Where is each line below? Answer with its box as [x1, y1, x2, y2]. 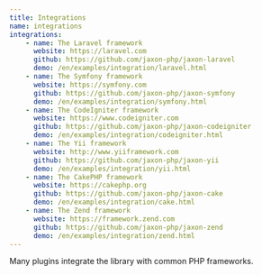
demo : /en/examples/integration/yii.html [32, 164, 192, 173]
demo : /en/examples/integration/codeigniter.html [32, 131, 223, 140]
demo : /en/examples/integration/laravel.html [32, 64, 207, 73]
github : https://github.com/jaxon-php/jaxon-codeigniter [32, 123, 252, 132]
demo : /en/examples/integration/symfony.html [32, 96, 207, 106]
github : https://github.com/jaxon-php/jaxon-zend [32, 223, 223, 232]
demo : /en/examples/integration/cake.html [32, 197, 195, 207]
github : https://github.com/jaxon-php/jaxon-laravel [32, 55, 236, 64]
